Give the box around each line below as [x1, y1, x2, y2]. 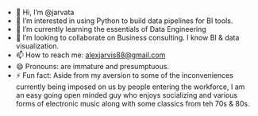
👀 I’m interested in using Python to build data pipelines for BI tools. [15, 16, 233, 25]
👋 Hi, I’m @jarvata [15, 8, 75, 17]
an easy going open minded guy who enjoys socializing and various [15, 91, 238, 99]
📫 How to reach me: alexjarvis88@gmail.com [15, 50, 166, 60]
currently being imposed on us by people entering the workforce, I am [15, 82, 245, 91]
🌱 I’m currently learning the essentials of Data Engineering [15, 25, 206, 33]
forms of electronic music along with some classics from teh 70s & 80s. [15, 99, 250, 108]
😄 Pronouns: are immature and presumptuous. [15, 62, 169, 71]
